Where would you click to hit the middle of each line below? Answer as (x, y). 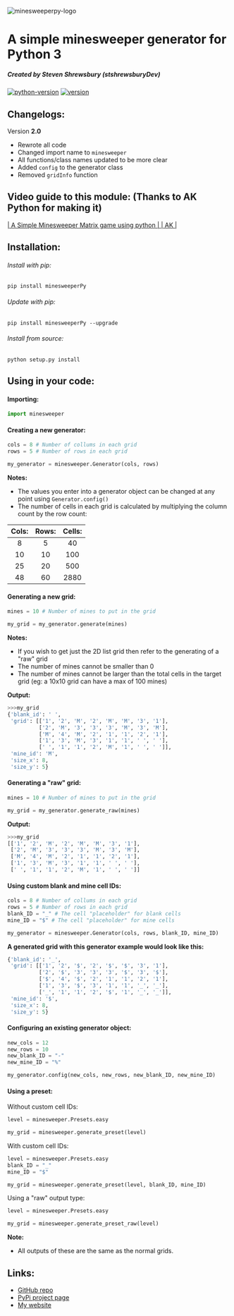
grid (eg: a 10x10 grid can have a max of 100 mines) (92, 681)
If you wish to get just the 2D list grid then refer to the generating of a (118, 652)
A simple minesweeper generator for (117, 39)
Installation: (34, 247)
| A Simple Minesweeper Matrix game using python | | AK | (92, 225)
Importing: (23, 399)
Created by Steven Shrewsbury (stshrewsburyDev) (84, 74)
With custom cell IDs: (38, 1145)
